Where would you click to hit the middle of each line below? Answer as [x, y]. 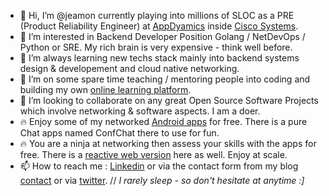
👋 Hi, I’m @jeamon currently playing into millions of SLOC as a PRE [157, 15]
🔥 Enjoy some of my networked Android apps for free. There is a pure [163, 121]
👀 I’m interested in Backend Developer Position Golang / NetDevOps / [162, 36]
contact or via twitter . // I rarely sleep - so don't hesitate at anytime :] [162, 180]
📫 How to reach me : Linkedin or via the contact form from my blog [159, 166]
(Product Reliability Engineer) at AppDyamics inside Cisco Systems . [159, 26]
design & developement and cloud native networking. [129, 68]
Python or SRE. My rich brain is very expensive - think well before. [156, 47]
